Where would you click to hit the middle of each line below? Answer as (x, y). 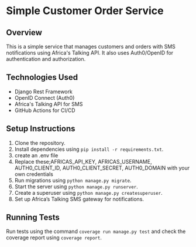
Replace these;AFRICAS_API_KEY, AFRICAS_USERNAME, (83, 161)
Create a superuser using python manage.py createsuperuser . (88, 192)
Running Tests (33, 217)
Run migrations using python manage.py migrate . (73, 180)
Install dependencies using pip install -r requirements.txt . (89, 149)
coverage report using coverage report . (54, 238)
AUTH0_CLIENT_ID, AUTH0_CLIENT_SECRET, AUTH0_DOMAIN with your (102, 168)
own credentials (34, 174)
